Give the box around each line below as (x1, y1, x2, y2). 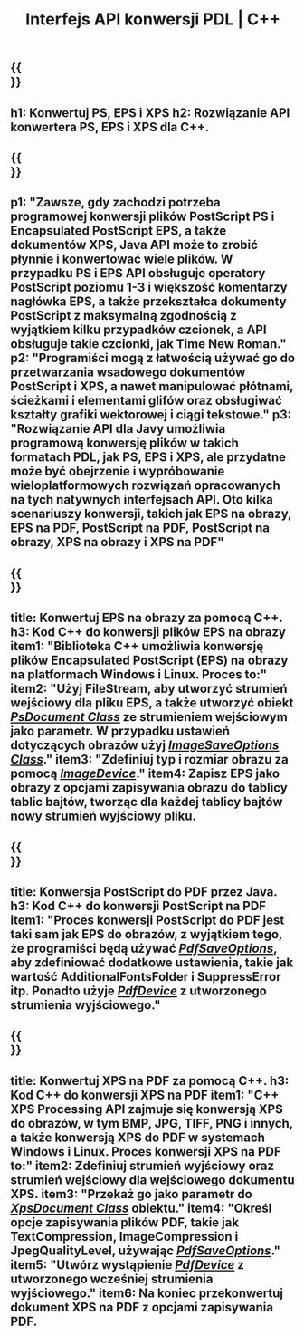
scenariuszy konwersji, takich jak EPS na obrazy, (10, 506, 292, 522)
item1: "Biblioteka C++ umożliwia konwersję (10, 639, 264, 654)
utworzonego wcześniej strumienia (10, 1271, 214, 1286)
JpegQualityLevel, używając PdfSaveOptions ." (10, 1243, 281, 1258)
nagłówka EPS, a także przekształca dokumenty (10, 294, 288, 310)
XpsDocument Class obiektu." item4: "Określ (10, 1200, 272, 1215)
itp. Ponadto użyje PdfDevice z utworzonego (10, 983, 268, 998)
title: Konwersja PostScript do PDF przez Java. (10, 884, 278, 899)
